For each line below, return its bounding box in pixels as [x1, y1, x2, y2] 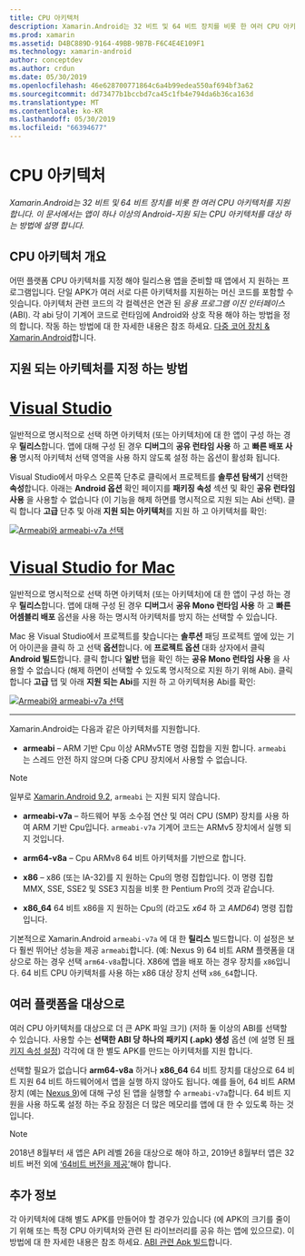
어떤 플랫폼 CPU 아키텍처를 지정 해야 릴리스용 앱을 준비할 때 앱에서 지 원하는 [9, 275, 280, 286]
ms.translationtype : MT [9, 97, 100, 107]
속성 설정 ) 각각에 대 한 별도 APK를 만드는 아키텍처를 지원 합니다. [25, 1045, 253, 1056]
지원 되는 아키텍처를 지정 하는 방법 [9, 361, 189, 377]
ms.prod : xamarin [9, 30, 75, 39]
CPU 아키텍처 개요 [9, 249, 107, 265]
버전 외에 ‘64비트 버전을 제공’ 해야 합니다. [25, 1158, 172, 1170]
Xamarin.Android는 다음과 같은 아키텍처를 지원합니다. [9, 724, 201, 734]
